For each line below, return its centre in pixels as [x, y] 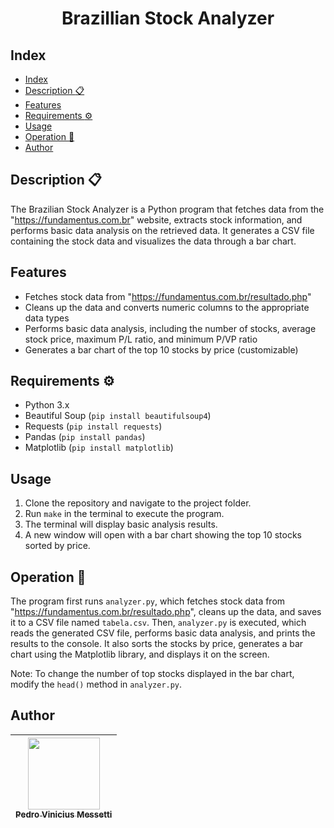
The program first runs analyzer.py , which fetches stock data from [148, 601]
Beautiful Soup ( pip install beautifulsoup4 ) [118, 416]
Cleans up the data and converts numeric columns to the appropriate [167, 307]
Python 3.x [47, 405]
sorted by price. [57, 546]
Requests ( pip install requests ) [93, 426]
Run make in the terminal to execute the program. [124, 514]
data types [47, 318]
